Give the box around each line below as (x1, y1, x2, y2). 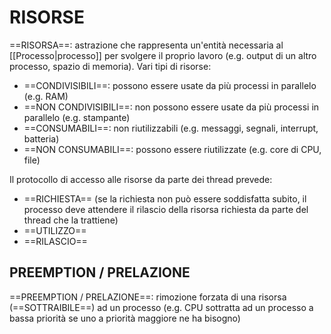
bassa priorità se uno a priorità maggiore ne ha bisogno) (9, 312, 241, 324)
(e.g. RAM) (23, 90, 69, 102)
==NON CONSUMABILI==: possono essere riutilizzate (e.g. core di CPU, (23, 143, 322, 155)
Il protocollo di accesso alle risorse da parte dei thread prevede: (9, 173, 273, 185)
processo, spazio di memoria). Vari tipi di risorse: (9, 60, 212, 72)
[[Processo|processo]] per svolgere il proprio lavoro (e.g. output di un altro (9, 49, 317, 61)
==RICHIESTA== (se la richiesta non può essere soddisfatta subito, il (23, 192, 307, 205)
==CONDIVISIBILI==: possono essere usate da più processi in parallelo (23, 79, 317, 91)
